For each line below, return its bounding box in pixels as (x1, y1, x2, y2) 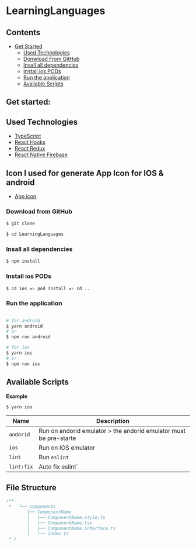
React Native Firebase (14, 151, 68, 159)
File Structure (6, 483, 57, 493)
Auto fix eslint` (38, 463, 79, 471)
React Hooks (14, 139, 45, 146)
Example (6, 393, 28, 400)
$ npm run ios (6, 361, 41, 367)
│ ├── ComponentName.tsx (27, 520, 93, 526)
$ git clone (6, 221, 35, 226)
